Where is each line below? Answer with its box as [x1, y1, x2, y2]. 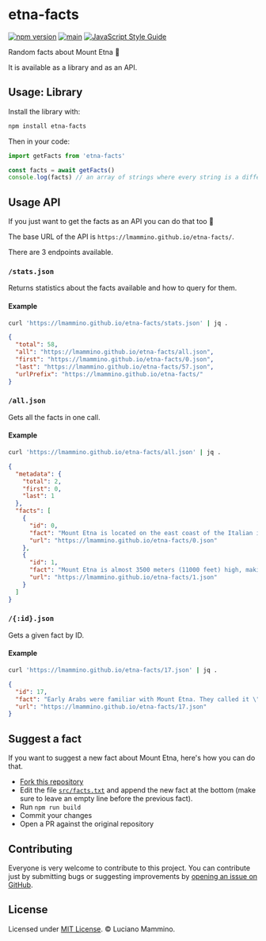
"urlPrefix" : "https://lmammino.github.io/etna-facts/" [15, 370, 203, 378]
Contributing [8, 842, 73, 855]
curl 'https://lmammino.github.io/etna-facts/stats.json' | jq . [8, 319, 228, 327]
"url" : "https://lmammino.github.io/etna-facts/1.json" [28, 573, 218, 581]
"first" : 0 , [22, 484, 62, 493]
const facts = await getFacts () [8, 166, 115, 174]
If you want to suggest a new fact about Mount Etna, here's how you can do [8, 753, 256, 763]
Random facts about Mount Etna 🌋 [8, 47, 120, 56]
